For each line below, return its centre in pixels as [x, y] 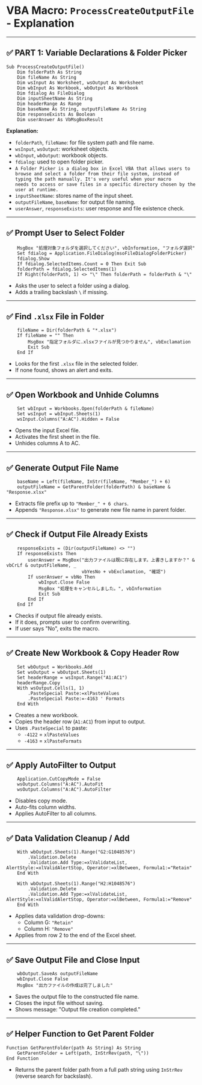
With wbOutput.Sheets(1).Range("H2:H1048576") [76, 884]
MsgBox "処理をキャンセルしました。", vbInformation [100, 588]
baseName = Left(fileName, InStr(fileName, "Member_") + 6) [94, 482]
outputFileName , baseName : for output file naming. [75, 202]
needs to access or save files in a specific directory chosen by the [105, 184]
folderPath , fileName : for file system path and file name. [84, 142]
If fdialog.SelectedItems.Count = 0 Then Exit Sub [82, 264]
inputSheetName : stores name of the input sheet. [74, 195]
